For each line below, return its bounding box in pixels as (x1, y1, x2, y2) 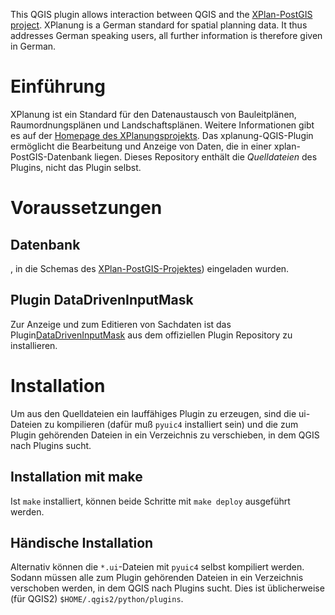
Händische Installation (10, 534, 154, 551)
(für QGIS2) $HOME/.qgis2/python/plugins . (10, 593, 184, 605)
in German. (10, 40, 57, 52)
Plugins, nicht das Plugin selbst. (10, 161, 142, 173)
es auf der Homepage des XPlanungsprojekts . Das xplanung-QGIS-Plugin (10, 129, 314, 141)
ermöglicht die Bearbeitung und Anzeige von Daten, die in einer (10, 140, 272, 152)
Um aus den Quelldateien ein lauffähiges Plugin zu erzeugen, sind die (10, 407, 297, 419)
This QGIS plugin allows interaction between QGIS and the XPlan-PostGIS (10, 9, 313, 20)
